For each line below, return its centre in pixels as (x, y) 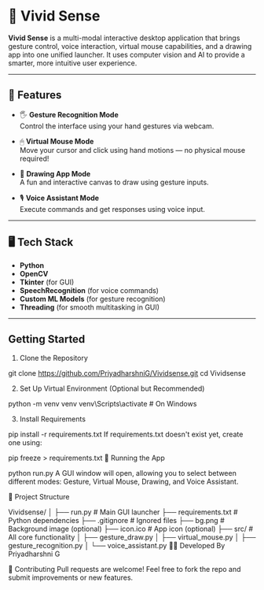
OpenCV (34, 273)
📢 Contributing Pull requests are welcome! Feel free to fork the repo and (125, 570)
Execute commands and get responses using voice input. (112, 209)
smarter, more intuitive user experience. (73, 63)
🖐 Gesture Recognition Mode (69, 114)
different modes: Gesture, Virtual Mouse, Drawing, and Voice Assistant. (123, 482)
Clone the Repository (54, 358)
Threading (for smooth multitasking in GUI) (89, 307)
